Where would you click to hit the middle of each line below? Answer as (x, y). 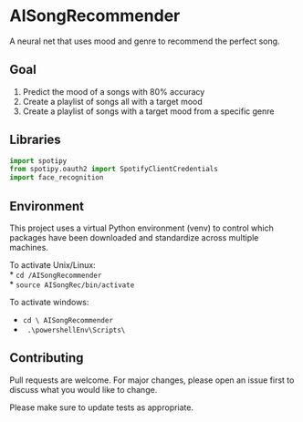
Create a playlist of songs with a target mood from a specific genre (148, 111)
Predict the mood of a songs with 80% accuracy (114, 91)
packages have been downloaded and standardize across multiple (134, 237)
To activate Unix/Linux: (52, 265)
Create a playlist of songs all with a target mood (112, 101)
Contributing (47, 358)
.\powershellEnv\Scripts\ (76, 330)
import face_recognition (57, 178)
